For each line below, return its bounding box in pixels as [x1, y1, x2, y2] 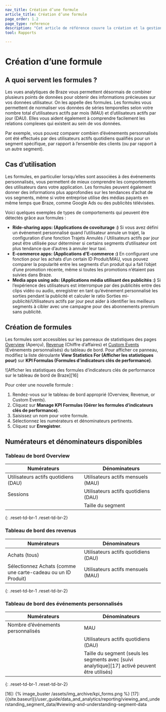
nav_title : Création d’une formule [5, 7, 79, 12]
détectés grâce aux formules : [5, 214, 66, 221]
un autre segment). [5, 146, 44, 152]
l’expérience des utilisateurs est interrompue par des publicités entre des [12, 282, 161, 288]
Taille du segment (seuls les [83, 649, 149, 656]
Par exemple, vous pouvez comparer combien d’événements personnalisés [5, 130, 158, 136]
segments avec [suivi [83, 656, 133, 663]
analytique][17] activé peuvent [83, 662, 157, 669]
